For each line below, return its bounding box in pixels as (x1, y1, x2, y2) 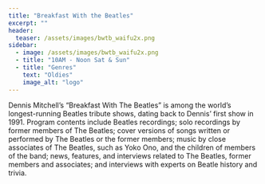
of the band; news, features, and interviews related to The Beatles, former (8, 151, 251, 160)
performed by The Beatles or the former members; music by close (8, 134, 226, 143)
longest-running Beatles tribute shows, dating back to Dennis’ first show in (8, 108, 254, 118)
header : (8, 26, 34, 34)
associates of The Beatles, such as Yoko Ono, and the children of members (8, 143, 256, 152)
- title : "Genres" (15, 64, 77, 72)
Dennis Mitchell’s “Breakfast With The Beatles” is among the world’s (8, 100, 231, 110)
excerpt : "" (8, 19, 48, 27)
